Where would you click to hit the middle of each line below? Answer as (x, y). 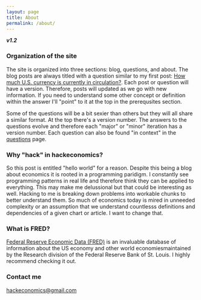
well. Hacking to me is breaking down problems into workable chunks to (96, 193)
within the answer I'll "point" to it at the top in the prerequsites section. (94, 101)
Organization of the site (42, 56)
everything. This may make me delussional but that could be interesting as (99, 187)
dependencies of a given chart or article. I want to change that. (85, 213)
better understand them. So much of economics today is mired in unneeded (101, 200)
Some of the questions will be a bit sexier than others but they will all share (100, 113)
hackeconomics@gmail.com (41, 290)
